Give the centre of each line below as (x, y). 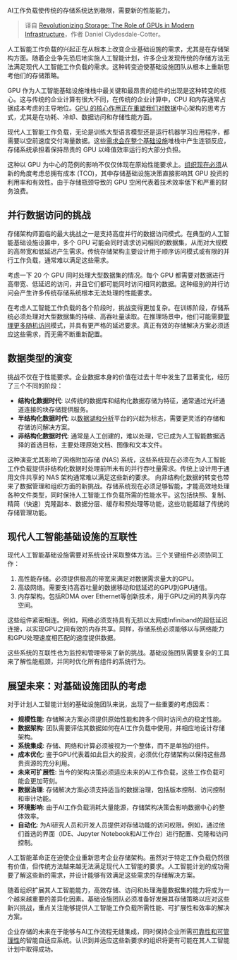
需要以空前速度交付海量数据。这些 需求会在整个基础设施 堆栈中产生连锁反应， (119, 141)
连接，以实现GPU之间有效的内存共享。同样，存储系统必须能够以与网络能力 (116, 629)
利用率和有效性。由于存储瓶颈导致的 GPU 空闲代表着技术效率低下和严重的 (115, 182)
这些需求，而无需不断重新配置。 (60, 334)
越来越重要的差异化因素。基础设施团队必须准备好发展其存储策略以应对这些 (121, 899)
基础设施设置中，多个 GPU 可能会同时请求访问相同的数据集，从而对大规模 (120, 242)
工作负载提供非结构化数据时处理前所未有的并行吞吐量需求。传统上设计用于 (115, 468)
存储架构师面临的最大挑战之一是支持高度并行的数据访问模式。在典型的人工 (115, 233)
